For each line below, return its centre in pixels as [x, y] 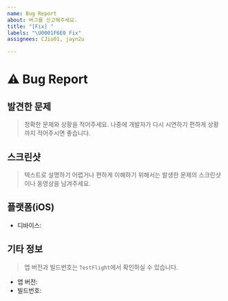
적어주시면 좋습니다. [64, 133]
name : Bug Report [32, 13]
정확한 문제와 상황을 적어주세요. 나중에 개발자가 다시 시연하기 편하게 [115, 124]
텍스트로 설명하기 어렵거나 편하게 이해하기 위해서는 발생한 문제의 [111, 175]
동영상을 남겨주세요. [64, 183]
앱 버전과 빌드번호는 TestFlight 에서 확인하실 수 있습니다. [101, 267]
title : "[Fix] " [30, 26]
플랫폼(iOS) [31, 207]
